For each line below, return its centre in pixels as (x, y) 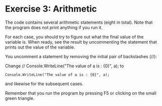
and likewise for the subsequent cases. (44, 84)
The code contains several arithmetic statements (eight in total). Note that (79, 22)
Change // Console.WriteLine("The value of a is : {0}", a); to (64, 66)
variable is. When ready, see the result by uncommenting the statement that (81, 42)
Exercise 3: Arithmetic (51, 9)
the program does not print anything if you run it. (54, 27)
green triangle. (20, 98)
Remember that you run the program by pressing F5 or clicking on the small (81, 93)
